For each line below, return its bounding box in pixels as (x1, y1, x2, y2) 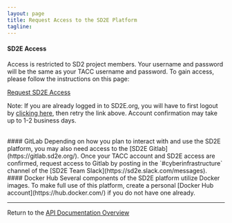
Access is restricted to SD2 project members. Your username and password (7, 60, 224, 68)
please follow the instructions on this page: (7, 74, 130, 83)
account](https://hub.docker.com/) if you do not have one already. (7, 188, 195, 197)
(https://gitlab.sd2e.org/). (7, 152, 79, 160)
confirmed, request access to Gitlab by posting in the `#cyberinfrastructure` (7, 159, 223, 167)
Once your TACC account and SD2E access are (80, 152, 215, 160)
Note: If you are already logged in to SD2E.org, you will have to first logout (7, 101, 219, 109)
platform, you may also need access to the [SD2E (7, 144, 148, 152)
